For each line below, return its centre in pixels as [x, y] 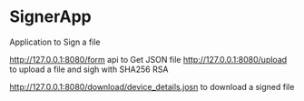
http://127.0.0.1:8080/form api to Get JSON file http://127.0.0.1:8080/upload [148, 59]
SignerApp [51, 17]
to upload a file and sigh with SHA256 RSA [89, 69]
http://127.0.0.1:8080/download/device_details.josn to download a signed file [152, 86]
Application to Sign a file [55, 42]
